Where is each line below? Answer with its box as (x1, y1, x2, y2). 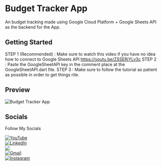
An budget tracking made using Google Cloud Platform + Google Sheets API (5, 19, 157, 25)
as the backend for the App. (5, 24, 61, 30)
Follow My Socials (5, 126, 41, 132)
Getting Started (5, 38, 53, 47)
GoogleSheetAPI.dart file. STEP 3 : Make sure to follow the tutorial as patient (5, 66, 157, 72)
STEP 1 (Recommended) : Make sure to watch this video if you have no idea (5, 51, 156, 57)
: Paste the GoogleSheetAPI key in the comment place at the (5, 61, 125, 67)
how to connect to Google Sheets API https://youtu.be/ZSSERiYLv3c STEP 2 (5, 56, 157, 62)
